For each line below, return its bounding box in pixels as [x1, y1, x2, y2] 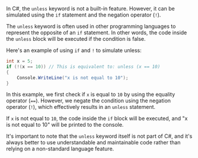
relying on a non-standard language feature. [6, 145, 114, 153]
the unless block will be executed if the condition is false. [6, 36, 146, 42]
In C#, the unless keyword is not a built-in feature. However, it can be [6, 5, 175, 12]
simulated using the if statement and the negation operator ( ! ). [6, 11, 161, 18]
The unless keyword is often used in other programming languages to [6, 23, 176, 30]
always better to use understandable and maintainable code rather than [6, 139, 181, 146]
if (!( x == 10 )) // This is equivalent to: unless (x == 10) [6, 63, 161, 70]
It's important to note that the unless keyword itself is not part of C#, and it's [6, 133, 193, 140]
